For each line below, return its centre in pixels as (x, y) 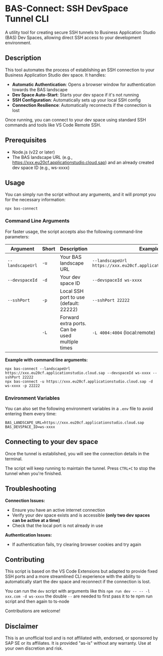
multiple (69, 342)
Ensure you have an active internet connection (58, 510)
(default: (70, 303)
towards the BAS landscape (40, 89)
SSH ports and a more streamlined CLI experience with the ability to (73, 577)
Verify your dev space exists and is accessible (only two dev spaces (81, 515)
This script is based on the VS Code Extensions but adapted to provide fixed (81, 571)
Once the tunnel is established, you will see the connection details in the (77, 453)
